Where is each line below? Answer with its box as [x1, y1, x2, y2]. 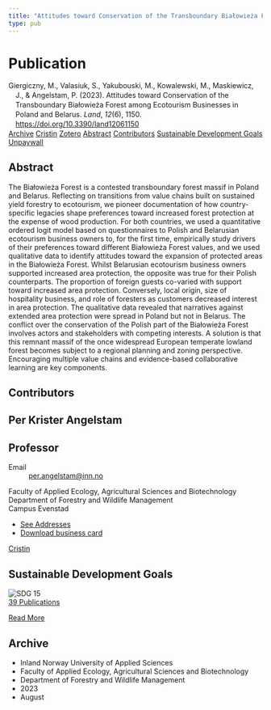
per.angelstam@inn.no [28, 471, 103, 481]
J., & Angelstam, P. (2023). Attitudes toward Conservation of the [15, 91, 229, 100]
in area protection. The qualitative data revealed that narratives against [8, 302, 244, 312]
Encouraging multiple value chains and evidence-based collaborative [8, 353, 238, 364]
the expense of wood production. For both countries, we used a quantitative [8, 216, 261, 226]
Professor [8, 441, 59, 454]
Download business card [19, 528, 103, 538]
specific [8, 208, 35, 218]
